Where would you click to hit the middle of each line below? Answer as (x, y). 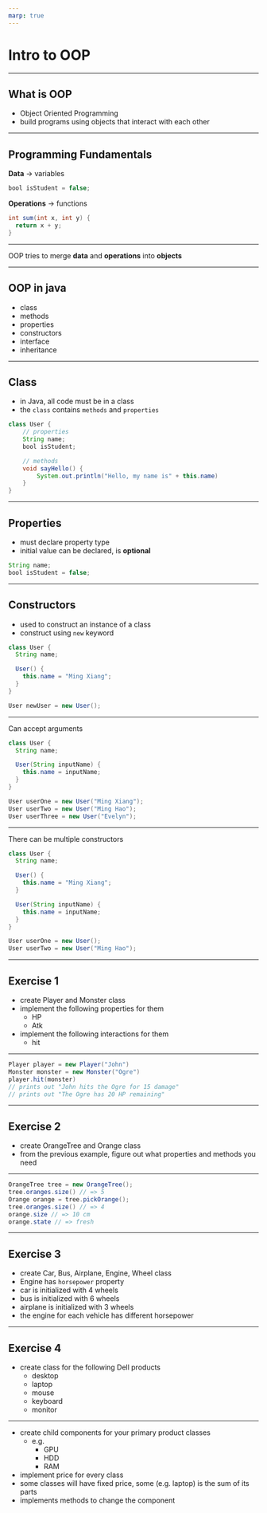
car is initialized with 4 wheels (69, 1290)
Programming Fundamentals (80, 154)
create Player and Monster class (72, 1000)
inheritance (38, 350)
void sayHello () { (53, 468)
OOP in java (37, 288)
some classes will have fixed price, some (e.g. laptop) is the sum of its (134, 1484)
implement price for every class (72, 1475)
